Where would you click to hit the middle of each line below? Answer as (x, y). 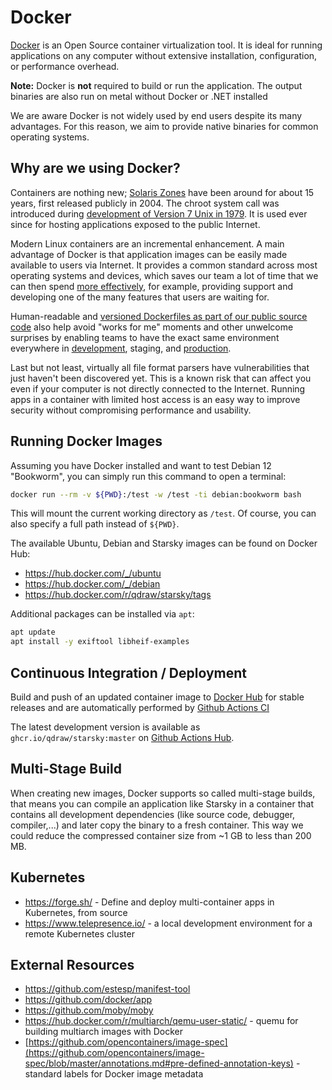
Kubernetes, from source (76, 912)
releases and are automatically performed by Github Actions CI (140, 707)
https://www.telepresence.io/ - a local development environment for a (168, 923)
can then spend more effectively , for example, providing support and (152, 286)
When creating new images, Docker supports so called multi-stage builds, (163, 793)
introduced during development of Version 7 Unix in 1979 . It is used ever (159, 213)
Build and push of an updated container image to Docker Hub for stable (157, 697)
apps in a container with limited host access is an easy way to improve (155, 399)
